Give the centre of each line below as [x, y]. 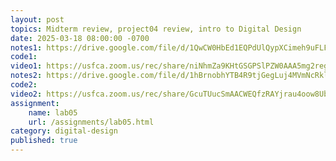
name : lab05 [53, 112]
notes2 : [26, 76]
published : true [44, 141]
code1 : [24, 57]
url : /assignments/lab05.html [91, 122]
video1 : [26, 66]
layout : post [37, 19]
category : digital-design [64, 131]
